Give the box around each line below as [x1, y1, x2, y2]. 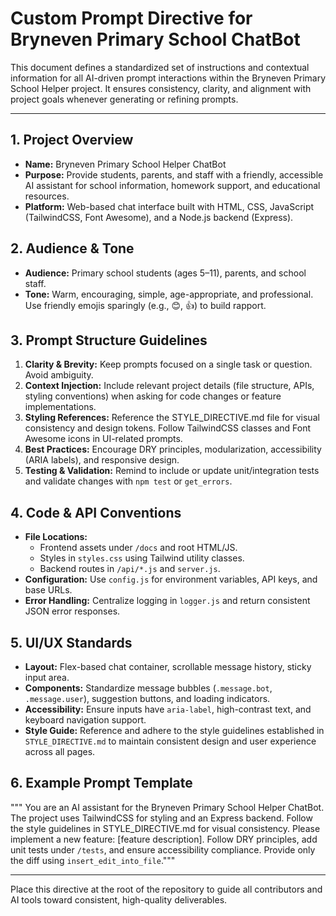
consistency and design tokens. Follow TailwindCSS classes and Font [24, 422, 312, 434]
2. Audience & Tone [10, 240, 135, 257]
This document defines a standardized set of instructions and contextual [10, 61, 310, 73]
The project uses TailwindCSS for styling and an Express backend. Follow [10, 812, 313, 824]
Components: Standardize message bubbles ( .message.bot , [24, 682, 273, 694]
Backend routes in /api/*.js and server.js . [39, 563, 221, 575]
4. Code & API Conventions [10, 504, 182, 521]
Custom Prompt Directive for [10, 7, 253, 30]
